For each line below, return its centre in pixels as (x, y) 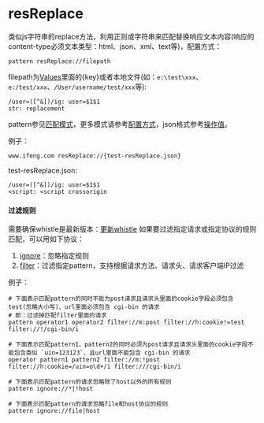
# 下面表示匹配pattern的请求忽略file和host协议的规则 (88, 404)
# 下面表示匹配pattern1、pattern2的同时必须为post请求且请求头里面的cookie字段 (128, 345)
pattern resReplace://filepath (59, 61)
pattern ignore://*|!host (50, 389)
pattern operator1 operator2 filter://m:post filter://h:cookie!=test (126, 323)
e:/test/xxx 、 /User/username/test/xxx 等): (78, 87)
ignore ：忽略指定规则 (54, 256)
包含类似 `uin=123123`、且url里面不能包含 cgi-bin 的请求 (102, 353)
